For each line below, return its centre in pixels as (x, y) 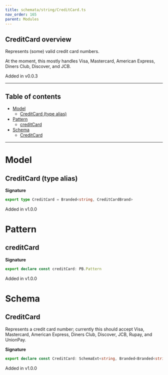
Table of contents (33, 96)
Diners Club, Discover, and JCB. (38, 66)
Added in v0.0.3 (21, 76)
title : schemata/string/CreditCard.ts (45, 10)
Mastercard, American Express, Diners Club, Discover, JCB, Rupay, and (79, 334)
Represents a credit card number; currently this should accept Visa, (75, 329)
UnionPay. (16, 339)
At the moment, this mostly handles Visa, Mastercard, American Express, (80, 61)
